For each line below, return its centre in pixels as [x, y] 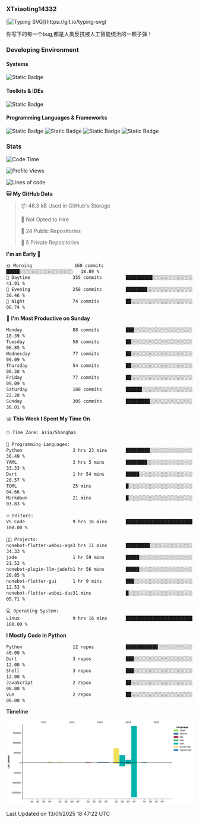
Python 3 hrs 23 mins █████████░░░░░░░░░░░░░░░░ [99, 451]
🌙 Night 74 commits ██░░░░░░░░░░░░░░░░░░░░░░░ [99, 301]
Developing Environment [42, 50]
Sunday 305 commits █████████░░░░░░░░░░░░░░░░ [99, 401]
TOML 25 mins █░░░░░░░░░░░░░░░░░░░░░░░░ [99, 486]
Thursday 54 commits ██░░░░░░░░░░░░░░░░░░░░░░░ [99, 366]
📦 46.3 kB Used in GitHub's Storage [66, 206]
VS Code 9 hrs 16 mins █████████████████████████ [99, 522]
